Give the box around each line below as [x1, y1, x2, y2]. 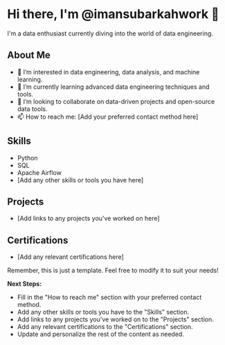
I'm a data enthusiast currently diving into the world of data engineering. [7, 29, 213, 37]
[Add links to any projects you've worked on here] [17, 214, 161, 223]
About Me [7, 49, 51, 61]
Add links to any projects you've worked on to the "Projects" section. [17, 315, 215, 323]
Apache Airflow [17, 168, 62, 176]
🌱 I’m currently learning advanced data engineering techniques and [17, 83, 210, 91]
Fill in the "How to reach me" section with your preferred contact [17, 293, 202, 301]
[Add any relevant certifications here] [17, 253, 125, 261]
